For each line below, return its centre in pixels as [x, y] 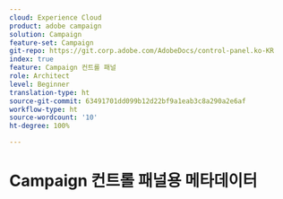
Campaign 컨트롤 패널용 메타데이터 [133, 181]
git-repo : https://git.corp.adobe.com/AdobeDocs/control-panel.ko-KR [142, 51]
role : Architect [39, 76]
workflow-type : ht [43, 109]
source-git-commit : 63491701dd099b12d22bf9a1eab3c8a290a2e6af [128, 101]
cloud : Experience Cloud [56, 17]
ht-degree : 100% [39, 126]
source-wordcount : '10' [54, 117]
